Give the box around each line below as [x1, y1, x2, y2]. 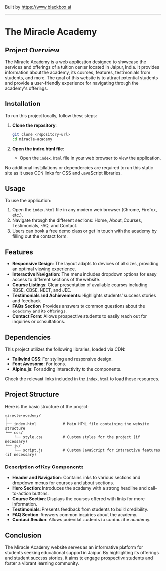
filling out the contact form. [12, 233, 68, 239]
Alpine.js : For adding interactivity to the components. [12, 366, 122, 372]
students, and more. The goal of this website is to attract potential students [5, 75, 158, 81]
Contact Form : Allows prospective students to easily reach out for [12, 313, 147, 319]
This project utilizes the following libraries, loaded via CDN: [5, 346, 125, 352]
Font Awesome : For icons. [12, 361, 67, 367]
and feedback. [12, 298, 42, 304]
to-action [12, 490, 31, 497]
